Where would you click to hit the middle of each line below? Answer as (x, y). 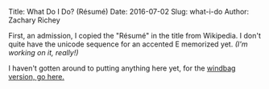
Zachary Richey (34, 20)
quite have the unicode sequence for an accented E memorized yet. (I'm (128, 44)
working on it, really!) (43, 53)
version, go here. (37, 77)
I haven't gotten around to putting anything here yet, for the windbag (122, 68)
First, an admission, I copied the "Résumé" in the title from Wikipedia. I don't (135, 36)
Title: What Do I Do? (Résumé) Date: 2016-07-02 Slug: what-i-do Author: (129, 12)
